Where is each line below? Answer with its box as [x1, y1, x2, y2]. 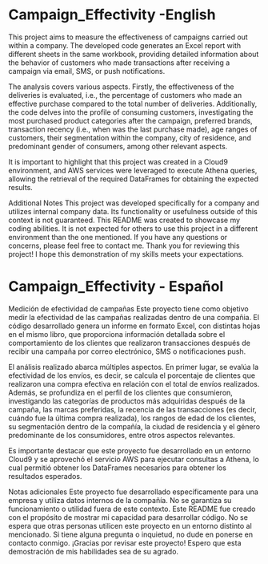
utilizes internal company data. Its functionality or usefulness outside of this [8, 206, 258, 216]
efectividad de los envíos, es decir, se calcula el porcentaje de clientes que [8, 371, 256, 380]
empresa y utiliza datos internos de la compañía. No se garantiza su [8, 495, 232, 505]
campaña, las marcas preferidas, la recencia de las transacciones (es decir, [8, 404, 258, 414]
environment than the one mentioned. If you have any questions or [8, 232, 228, 241]
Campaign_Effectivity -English [8, 6, 216, 24]
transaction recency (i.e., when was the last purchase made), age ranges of [8, 124, 258, 134]
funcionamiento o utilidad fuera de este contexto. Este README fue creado [8, 504, 256, 513]
